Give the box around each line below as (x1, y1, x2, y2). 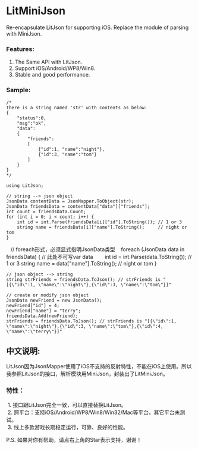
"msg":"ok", (17, 120, 46, 126)
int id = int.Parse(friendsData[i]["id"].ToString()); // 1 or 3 (17, 219, 183, 225)
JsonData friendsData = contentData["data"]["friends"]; (6, 203, 150, 209)
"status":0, (17, 115, 46, 121)
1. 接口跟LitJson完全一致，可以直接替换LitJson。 (7, 401, 127, 408)
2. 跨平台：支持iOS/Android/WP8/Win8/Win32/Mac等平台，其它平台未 (7, 409, 180, 416)
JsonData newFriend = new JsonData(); (6, 297, 102, 303)
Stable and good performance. (14, 71, 90, 78)
